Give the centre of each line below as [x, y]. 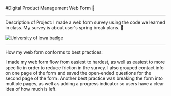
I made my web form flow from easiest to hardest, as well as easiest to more [85, 62]
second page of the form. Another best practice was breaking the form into [84, 78]
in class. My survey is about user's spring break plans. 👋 [64, 28]
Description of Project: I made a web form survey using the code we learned [85, 22]
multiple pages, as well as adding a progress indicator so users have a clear [85, 84]
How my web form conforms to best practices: [54, 52]
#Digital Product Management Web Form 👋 [50, 8]
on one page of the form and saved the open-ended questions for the [78, 73]
